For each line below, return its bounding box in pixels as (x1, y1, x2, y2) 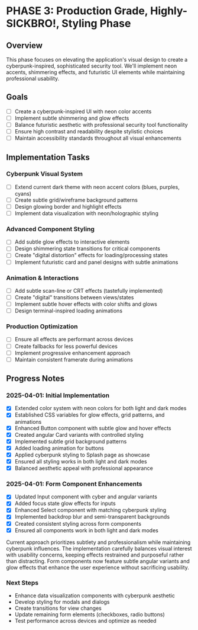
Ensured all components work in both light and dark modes (14, 526, 158, 534)
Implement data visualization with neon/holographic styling (14, 210, 158, 217)
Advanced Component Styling (6, 225, 95, 233)
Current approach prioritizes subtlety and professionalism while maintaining (6, 538, 191, 546)
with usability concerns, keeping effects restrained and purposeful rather (6, 551, 184, 558)
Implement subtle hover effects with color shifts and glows (14, 300, 158, 308)
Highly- (150, 4, 188, 18)
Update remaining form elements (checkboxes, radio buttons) (14, 610, 165, 618)
